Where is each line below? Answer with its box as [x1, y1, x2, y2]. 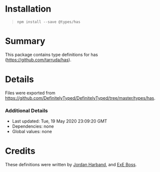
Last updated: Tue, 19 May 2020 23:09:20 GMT [12, 118, 107, 124]
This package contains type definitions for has [5, 52, 98, 57]
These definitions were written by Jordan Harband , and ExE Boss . [5, 162, 137, 168]
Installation [5, 3, 52, 15]
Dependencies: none [12, 123, 54, 129]
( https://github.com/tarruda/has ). [5, 57, 71, 63]
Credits [5, 146, 36, 156]
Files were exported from [5, 90, 55, 96]
